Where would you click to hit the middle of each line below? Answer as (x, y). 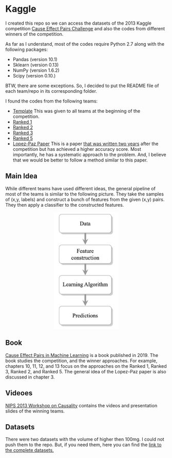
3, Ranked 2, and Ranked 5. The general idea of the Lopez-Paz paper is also (86, 371)
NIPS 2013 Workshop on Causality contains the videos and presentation (81, 405)
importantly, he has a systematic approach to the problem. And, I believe (89, 154)
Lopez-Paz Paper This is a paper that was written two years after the (85, 144)
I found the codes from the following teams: (52, 101)
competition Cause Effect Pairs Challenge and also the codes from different (85, 28)
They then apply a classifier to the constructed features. (65, 205)
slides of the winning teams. (35, 411)
